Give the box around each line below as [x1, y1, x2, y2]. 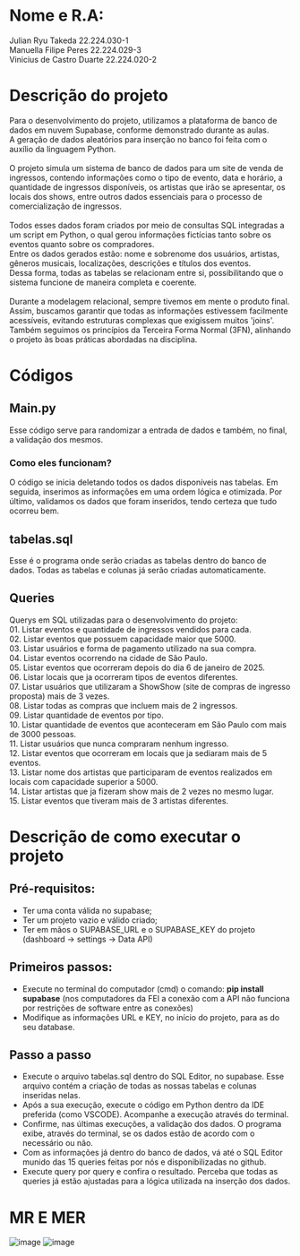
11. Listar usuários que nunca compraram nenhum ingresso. [9, 738, 229, 749]
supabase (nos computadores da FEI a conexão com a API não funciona [21, 993, 290, 1003]
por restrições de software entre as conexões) [21, 1002, 194, 1013]
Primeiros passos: [9, 959, 113, 975]
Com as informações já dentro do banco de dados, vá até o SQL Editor [21, 1148, 284, 1158]
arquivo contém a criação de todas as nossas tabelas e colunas [21, 1080, 257, 1091]
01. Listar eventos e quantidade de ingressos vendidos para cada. [9, 624, 253, 634]
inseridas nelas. [21, 1090, 81, 1101]
